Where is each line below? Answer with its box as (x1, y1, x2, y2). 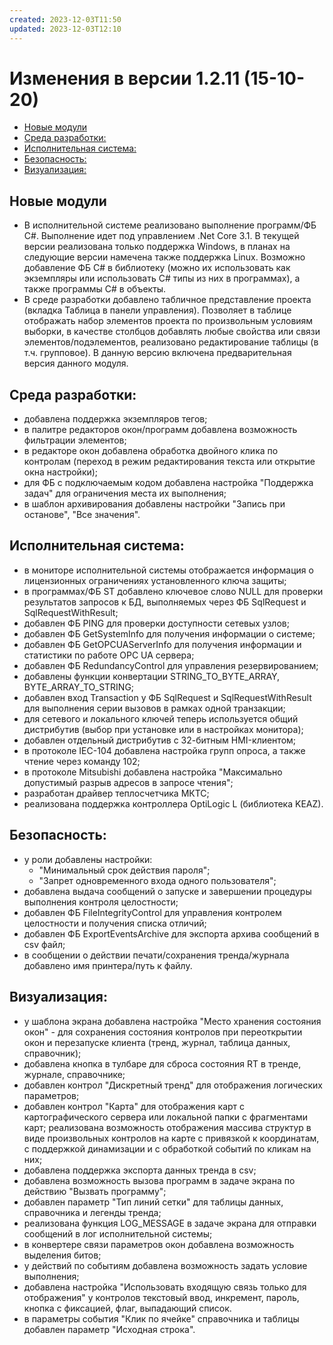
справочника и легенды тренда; (23, 1206, 162, 1218)
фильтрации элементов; (23, 434, 127, 446)
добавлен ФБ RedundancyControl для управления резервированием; (23, 659, 319, 671)
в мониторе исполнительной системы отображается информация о (23, 564, 314, 576)
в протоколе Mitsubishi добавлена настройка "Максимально (23, 766, 283, 778)
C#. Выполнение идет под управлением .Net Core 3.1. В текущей (23, 230, 300, 242)
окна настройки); (23, 466, 99, 478)
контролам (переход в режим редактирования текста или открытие (23, 456, 316, 468)
